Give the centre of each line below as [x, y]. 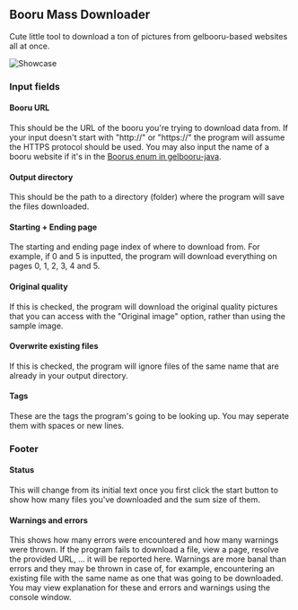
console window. [40, 597]
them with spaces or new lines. [67, 425]
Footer [24, 449]
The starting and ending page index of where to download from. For [135, 247]
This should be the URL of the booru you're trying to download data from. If [149, 127]
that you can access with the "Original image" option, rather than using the [147, 316]
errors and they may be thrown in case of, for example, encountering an [142, 569]
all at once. [30, 46]
